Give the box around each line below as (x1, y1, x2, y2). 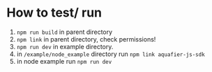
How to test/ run (6, 5, 103, 21)
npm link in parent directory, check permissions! (16, 35, 156, 43)
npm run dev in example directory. (16, 42, 114, 51)
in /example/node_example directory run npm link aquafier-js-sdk (16, 50, 205, 58)
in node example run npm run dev (16, 57, 112, 65)
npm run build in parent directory (16, 28, 113, 36)
